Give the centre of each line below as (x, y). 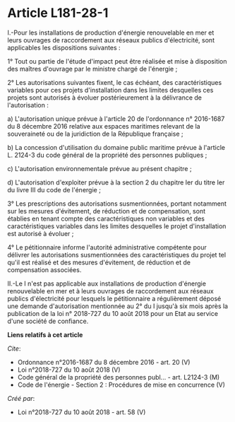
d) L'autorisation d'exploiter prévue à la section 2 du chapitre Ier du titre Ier (116, 182)
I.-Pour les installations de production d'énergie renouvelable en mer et (111, 33)
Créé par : (21, 398)
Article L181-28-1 (58, 13)
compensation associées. (44, 269)
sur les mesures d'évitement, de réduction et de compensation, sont (107, 211)
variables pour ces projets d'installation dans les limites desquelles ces (110, 90)
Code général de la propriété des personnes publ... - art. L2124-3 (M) (119, 377)
